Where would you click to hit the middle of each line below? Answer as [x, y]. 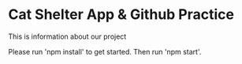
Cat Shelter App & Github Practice [121, 15]
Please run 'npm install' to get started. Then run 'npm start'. [105, 51]
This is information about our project [67, 36]
